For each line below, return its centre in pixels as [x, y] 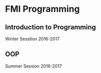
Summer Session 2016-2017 [34, 66]
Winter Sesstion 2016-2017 [33, 39]
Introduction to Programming [50, 27]
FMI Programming [42, 9]
